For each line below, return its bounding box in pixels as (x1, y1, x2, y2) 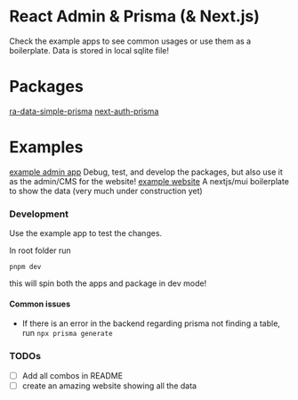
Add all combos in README (21, 370, 123, 380)
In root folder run (9, 245, 71, 256)
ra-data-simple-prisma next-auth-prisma (9, 105, 159, 117)
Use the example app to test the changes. (9, 228, 163, 239)
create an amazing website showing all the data (21, 380, 197, 391)
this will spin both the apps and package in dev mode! (9, 278, 207, 289)
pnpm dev (9, 263, 42, 272)
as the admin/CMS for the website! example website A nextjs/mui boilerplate (9, 176, 289, 186)
